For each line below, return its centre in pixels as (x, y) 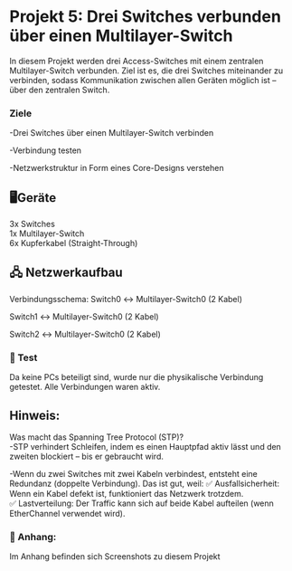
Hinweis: (35, 415)
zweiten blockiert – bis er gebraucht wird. (87, 456)
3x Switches (33, 224)
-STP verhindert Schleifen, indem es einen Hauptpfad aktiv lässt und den (146, 446)
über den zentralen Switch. (60, 90)
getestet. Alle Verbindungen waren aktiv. (85, 387)
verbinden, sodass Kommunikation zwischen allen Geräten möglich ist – (143, 80)
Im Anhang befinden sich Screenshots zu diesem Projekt (115, 557)
